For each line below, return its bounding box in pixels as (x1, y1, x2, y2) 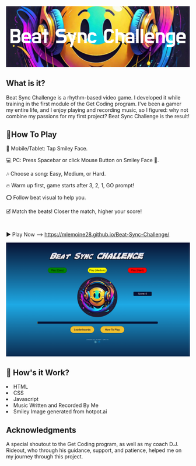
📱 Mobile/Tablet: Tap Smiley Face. (6, 145, 88, 152)
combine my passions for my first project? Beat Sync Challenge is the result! (6, 112, 190, 119)
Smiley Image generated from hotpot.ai (13, 408, 107, 415)
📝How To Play (6, 129, 57, 139)
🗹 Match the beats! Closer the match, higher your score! (6, 208, 142, 215)
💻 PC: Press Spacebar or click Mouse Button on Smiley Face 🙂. (6, 157, 159, 164)
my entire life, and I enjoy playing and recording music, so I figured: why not (6, 106, 188, 114)
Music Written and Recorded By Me (13, 402, 99, 409)
